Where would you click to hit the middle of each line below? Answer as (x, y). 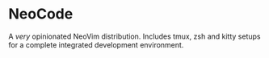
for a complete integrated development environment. (96, 44)
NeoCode (41, 14)
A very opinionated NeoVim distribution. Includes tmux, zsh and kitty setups (134, 36)
